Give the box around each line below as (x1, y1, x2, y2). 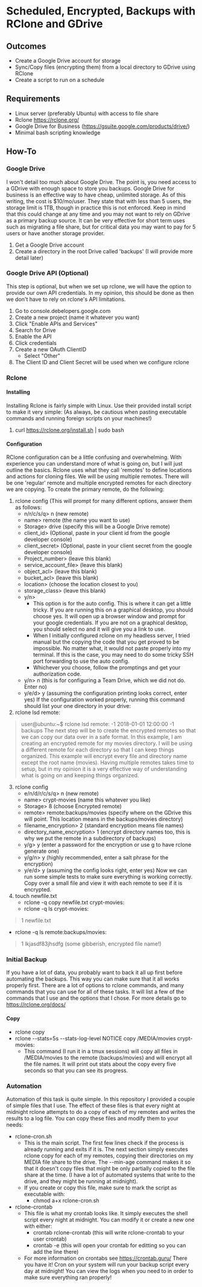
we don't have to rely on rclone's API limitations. (6, 296, 126, 303)
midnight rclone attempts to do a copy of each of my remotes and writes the (6, 1108, 195, 1115)
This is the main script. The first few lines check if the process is (24, 1139, 185, 1146)
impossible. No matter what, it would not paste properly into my (33, 645, 191, 652)
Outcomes (6, 41, 46, 51)
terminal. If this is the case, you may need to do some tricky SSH (33, 651, 194, 659)
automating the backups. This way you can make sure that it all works (6, 975, 180, 982)
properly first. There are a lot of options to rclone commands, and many (6, 982, 185, 989)
